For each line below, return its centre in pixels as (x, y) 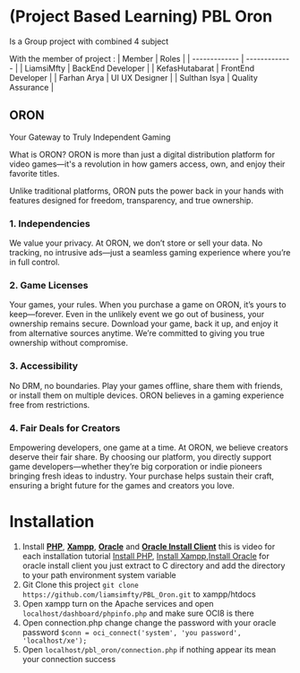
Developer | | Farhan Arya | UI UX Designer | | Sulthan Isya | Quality (133, 77)
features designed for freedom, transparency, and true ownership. (131, 200)
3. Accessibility (44, 367)
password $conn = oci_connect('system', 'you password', (132, 632)
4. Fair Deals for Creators (65, 427)
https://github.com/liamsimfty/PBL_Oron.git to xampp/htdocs (139, 594)
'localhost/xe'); (55, 641)
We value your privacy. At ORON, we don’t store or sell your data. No (136, 243)
